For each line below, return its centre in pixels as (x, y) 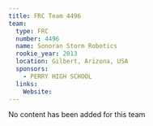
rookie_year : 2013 (47, 54)
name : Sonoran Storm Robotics (66, 46)
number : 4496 (38, 39)
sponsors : (32, 69)
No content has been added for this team (77, 115)
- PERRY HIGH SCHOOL (57, 76)
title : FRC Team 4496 (45, 16)
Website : (38, 91)
